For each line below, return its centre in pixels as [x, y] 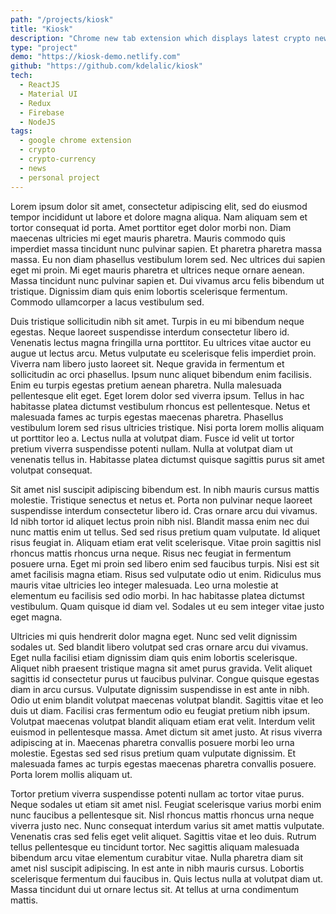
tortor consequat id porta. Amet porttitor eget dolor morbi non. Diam [151, 227]
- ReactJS [39, 85]
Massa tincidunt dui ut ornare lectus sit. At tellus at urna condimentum [155, 889]
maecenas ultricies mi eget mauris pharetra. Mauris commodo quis [148, 238]
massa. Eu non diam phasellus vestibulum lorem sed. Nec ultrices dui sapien [168, 259]
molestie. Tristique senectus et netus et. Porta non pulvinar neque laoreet [161, 500]
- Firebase [42, 112]
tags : [21, 131]
